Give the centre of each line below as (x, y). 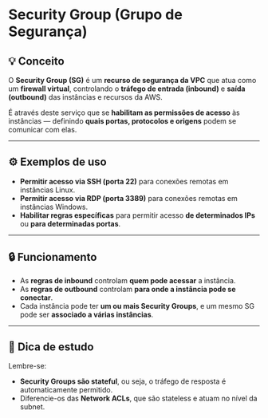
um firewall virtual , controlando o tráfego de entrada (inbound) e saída (127, 89)
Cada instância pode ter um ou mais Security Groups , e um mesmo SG (137, 306)
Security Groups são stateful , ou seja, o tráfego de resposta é (123, 381)
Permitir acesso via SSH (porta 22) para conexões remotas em (124, 181)
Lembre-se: (28, 366)
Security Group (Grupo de (96, 15)
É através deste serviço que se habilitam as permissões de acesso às (124, 112)
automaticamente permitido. (66, 390)
